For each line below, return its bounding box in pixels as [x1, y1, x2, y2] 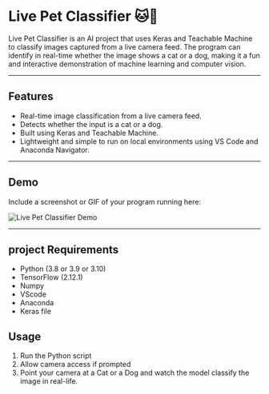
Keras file [19, 307, 52, 316]
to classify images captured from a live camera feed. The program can [8, 42, 241, 51]
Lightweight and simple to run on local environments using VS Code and [19, 136, 259, 146]
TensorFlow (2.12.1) [19, 273, 83, 282]
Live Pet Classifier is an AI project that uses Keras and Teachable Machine [8, 34, 253, 43]
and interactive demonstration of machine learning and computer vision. [8, 59, 247, 69]
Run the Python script [19, 351, 92, 360]
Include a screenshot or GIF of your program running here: [8, 197, 202, 206]
